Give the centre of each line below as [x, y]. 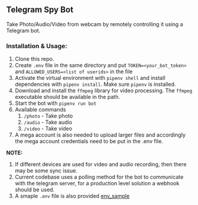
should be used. [35, 190]
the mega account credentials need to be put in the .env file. [89, 141]
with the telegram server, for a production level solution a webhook [97, 184]
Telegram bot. [23, 30]
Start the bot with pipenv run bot [55, 103]
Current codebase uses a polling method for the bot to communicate [99, 177]
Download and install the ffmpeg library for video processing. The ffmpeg [103, 91]
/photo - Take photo [48, 116]
